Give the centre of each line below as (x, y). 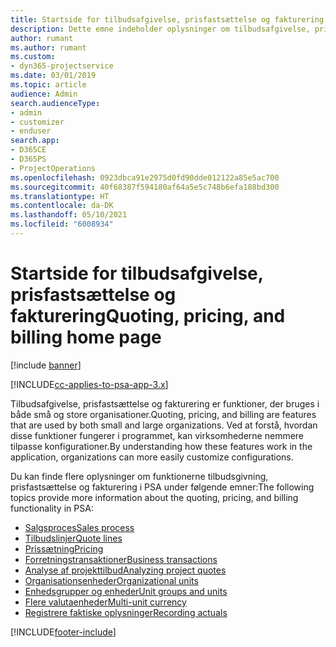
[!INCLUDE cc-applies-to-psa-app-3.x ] (89, 384)
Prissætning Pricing (64, 548)
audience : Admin (44, 94)
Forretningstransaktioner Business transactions (121, 559)
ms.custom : (33, 57)
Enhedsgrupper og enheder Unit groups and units (126, 591)
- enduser (31, 131)
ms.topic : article (48, 85)
